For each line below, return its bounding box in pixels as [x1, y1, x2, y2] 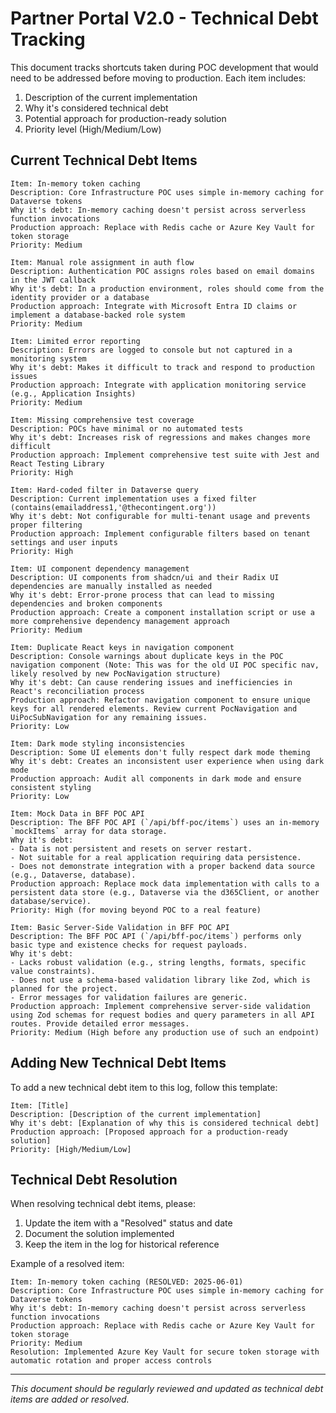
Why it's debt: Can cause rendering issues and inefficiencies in [10, 677, 293, 687]
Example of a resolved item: [10, 1258, 125, 1270]
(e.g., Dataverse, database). [10, 870, 137, 880]
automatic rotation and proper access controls [10, 1356, 213, 1366]
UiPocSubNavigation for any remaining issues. [10, 712, 208, 722]
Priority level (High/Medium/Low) [24, 123, 162, 135]
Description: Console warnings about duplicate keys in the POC [10, 651, 284, 661]
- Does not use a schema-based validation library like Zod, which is [10, 975, 311, 985]
